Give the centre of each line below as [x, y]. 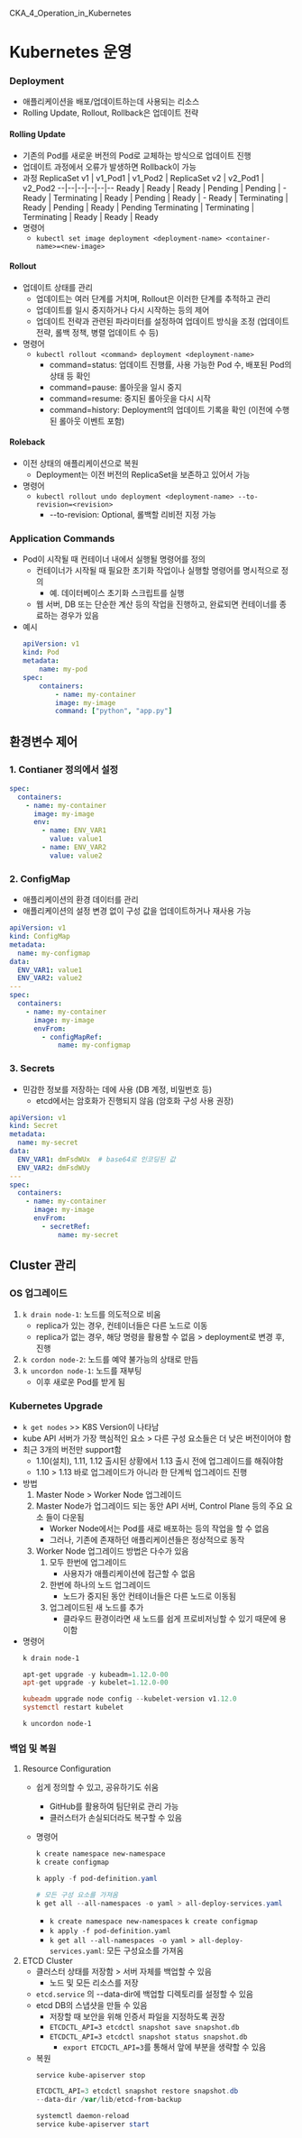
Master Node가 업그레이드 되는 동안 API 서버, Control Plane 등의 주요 [160, 1506]
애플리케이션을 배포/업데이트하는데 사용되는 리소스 [111, 102]
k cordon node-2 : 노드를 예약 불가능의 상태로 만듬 [110, 1360]
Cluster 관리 [43, 1266]
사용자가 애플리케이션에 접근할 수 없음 [129, 1574]
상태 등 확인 [70, 376]
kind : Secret [34, 1126]
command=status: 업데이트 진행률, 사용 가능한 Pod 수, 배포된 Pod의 [170, 364]
